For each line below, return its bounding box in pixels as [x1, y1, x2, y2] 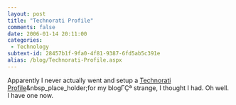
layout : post [7, 10, 46, 18]
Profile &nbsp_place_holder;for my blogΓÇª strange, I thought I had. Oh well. [7, 83, 230, 92]
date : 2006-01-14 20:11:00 [7, 30, 87, 38]
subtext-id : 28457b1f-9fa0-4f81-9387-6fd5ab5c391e [7, 50, 161, 57]
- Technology [10, 43, 50, 50]
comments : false [7, 23, 55, 31]
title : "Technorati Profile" [7, 17, 94, 24]
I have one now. [7, 91, 53, 99]
